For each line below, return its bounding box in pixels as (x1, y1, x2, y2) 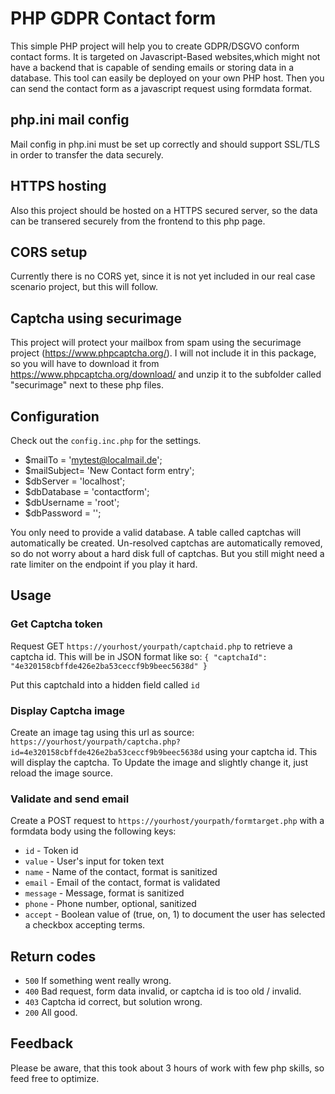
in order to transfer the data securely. (10, 148, 164, 161)
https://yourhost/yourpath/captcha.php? (10, 737, 182, 747)
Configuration (10, 408, 100, 425)
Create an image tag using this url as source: (10, 726, 195, 738)
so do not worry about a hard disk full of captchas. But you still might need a (10, 548, 325, 559)
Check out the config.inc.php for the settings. (10, 435, 202, 446)
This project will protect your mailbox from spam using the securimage (10, 337, 302, 349)
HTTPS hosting (10, 178, 107, 195)
